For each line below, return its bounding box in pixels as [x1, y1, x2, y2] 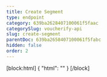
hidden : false [6, 43, 42, 49]
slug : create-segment [6, 31, 61, 37]
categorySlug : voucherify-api [6, 25, 83, 32]
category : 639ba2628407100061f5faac [6, 20, 99, 26]
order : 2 [6, 48, 28, 54]
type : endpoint [6, 14, 45, 20]
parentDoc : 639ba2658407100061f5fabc [6, 37, 102, 43]
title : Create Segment [6, 8, 63, 15]
